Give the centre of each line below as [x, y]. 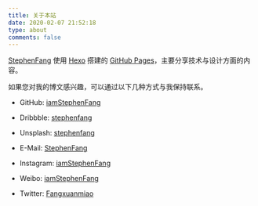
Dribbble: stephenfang [56, 117]
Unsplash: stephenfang [57, 133]
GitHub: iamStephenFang [60, 103]
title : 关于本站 [32, 15]
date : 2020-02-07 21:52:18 [52, 23]
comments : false [35, 37]
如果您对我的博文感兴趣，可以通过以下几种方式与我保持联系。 [108, 87]
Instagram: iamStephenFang [65, 163]
